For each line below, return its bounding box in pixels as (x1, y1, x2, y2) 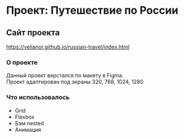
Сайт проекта (6, 28, 60, 38)
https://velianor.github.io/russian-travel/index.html (6, 43, 130, 50)
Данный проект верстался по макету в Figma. (6, 72, 124, 79)
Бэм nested (14, 119, 44, 126)
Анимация (14, 126, 42, 133)
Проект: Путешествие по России (6, 4, 179, 17)
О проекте (6, 58, 38, 67)
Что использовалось (6, 93, 70, 102)
